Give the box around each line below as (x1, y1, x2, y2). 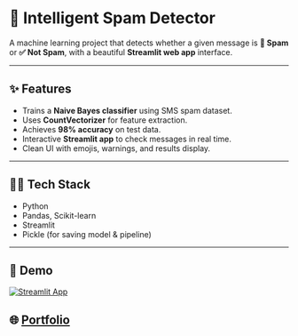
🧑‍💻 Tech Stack (9, 177, 91, 192)
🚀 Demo (9, 262, 53, 278)
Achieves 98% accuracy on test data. (21, 124, 161, 134)
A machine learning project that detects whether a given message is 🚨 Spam (9, 37, 289, 48)
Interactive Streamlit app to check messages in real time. (21, 133, 232, 144)
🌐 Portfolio (9, 312, 71, 327)
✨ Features (9, 82, 72, 97)
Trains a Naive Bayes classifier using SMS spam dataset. (21, 105, 232, 116)
